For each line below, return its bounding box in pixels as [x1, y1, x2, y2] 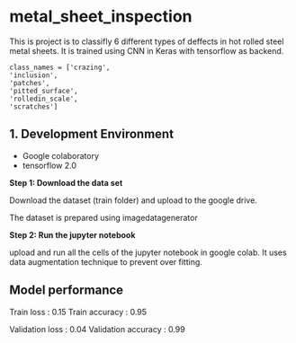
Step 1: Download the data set [9, 177, 123, 188]
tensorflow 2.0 [22, 160, 77, 171]
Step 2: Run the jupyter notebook [9, 229, 136, 240]
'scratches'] [9, 101, 58, 111]
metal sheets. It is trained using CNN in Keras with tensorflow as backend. [9, 45, 284, 56]
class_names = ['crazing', [9, 63, 111, 72]
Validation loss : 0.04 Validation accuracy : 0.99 [9, 323, 186, 334]
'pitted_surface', [9, 86, 78, 95]
